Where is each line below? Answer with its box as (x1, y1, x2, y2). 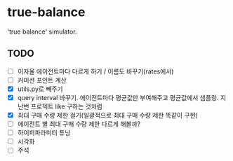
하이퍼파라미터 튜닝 (17, 129, 71, 137)
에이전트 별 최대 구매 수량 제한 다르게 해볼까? (17, 120, 141, 128)
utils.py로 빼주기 (17, 85, 63, 93)
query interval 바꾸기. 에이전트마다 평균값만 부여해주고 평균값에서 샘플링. (17, 93, 219, 101)
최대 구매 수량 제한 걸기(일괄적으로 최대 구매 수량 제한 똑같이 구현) (17, 111, 199, 119)
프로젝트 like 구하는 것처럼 (30, 102, 103, 111)
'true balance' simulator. (7, 27, 77, 36)
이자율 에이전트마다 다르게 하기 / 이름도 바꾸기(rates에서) (17, 67, 174, 76)
